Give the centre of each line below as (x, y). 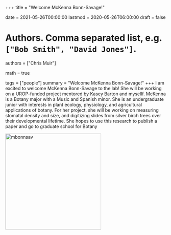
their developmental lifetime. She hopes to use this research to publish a (81, 121)
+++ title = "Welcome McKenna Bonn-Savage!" (55, 7)
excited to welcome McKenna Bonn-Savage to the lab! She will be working (83, 88)
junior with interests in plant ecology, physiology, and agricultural (74, 104)
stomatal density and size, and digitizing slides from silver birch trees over (83, 115)
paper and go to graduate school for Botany (51, 126)
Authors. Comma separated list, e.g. (84, 38)
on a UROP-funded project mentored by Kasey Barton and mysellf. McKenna (86, 94)
